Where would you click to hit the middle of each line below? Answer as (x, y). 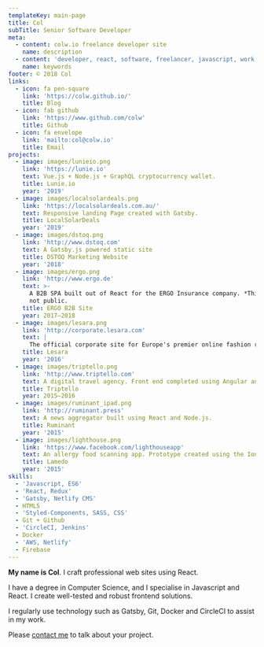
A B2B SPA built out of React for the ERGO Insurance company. (135, 294)
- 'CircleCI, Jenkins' (52, 528)
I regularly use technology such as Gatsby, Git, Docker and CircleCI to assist (132, 611)
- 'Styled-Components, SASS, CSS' (71, 513)
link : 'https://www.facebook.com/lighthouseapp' (103, 447)
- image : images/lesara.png (61, 323)
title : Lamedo (45, 462)
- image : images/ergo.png (58, 272)
